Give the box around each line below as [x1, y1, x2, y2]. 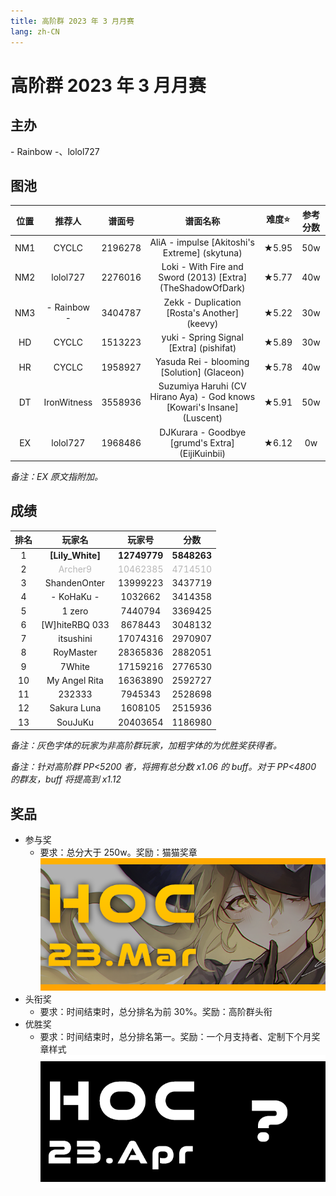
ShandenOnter [44, 577, 106, 589]
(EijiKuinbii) [179, 447, 227, 459]
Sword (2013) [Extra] [158, 271, 248, 284]
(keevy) [186, 317, 219, 329]
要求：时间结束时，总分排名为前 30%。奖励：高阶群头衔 [39, 1006, 273, 1018]
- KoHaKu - [50, 591, 100, 603]
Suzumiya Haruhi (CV [158, 380, 247, 392]
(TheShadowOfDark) [159, 282, 246, 294]
